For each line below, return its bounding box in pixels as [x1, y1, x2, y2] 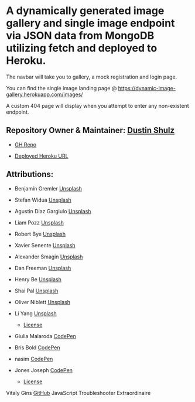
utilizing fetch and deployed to [6, 42, 158, 55]
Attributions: [6, 169, 54, 179]
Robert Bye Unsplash [14, 230, 66, 237]
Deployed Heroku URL [14, 152, 69, 159]
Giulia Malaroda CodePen [14, 332, 76, 339]
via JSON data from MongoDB [6, 29, 155, 42]
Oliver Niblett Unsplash [14, 298, 70, 305]
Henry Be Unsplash [14, 275, 61, 282]
